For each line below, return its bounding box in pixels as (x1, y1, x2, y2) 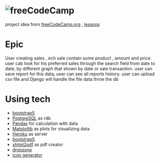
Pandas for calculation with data (12, 120, 78, 126)
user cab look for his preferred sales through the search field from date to (5, 60, 156, 66)
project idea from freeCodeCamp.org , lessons (5, 21, 100, 27)
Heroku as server (12, 131, 48, 137)
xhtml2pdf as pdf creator (12, 141, 63, 147)
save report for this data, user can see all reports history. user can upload (5, 71, 155, 77)
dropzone (12, 147, 32, 153)
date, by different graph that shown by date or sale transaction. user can (5, 65, 153, 71)
